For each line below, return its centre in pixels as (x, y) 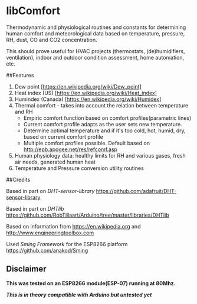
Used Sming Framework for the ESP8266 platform (67, 244)
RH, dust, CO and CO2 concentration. (52, 40)
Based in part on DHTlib (35, 208)
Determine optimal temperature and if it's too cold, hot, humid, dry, (104, 130)
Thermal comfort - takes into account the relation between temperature (101, 105)
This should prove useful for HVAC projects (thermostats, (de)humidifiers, (96, 51)
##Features (20, 75)
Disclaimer (26, 269)
